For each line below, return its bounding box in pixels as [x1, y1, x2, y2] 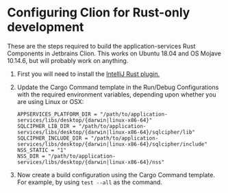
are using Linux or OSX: [16, 97, 84, 105]
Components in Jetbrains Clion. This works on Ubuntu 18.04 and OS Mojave [7, 49, 221, 57]
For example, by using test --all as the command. [16, 178, 163, 186]
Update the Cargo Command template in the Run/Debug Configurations [16, 83, 219, 91]
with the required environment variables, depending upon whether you [16, 90, 217, 99]
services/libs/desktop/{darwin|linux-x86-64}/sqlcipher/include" [16, 140, 207, 148]
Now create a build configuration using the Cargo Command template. [16, 170, 216, 179]
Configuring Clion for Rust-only [7, 5, 190, 21]
